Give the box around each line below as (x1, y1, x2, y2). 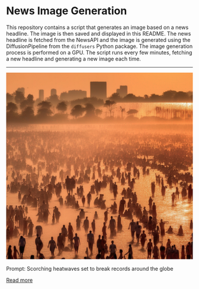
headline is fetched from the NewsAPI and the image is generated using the (6, 36, 191, 43)
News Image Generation (6, 4, 127, 18)
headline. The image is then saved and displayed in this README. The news (6, 30, 191, 37)
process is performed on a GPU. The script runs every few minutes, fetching (6, 49, 192, 56)
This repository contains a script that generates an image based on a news (6, 24, 189, 31)
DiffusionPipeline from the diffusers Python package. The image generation (6, 43, 193, 50)
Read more (6, 277, 33, 284)
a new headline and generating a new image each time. (6, 55, 141, 62)
